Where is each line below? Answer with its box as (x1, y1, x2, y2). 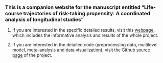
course (5, 10, 23, 17)
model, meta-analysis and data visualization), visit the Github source (12, 47, 151, 53)
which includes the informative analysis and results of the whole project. (12, 32, 159, 38)
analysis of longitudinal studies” (5, 16, 84, 23)
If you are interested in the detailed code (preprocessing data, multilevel (12, 42, 158, 48)
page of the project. (12, 52, 52, 58)
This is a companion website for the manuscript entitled (5, 4, 140, 11)
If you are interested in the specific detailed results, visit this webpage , (12, 27, 155, 33)
